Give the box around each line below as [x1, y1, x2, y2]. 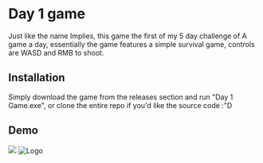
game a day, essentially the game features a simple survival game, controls [8, 39, 255, 49]
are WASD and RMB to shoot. [8, 48, 104, 57]
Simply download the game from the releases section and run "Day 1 [8, 92, 234, 102]
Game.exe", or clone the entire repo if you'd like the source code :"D [8, 100, 233, 110]
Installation [8, 71, 65, 84]
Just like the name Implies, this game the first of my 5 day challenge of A [8, 31, 247, 41]
